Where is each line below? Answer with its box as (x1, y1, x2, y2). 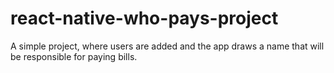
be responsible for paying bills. (10, 50, 138, 62)
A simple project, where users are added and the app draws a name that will (10, 40, 325, 52)
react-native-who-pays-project (10, 7, 279, 30)
